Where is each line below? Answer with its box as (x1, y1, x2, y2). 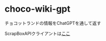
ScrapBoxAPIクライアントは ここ (4, 30, 70, 36)
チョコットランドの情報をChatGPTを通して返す (4, 20, 101, 26)
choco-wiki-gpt (4, 3, 70, 15)
